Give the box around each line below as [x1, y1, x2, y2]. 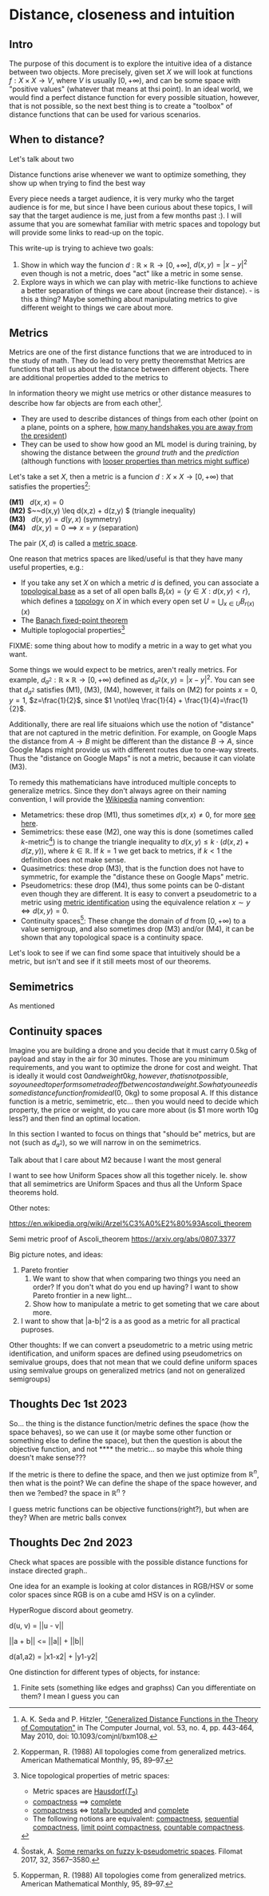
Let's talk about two [9, 154, 74, 163]
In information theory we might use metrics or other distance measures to [9, 388, 251, 398]
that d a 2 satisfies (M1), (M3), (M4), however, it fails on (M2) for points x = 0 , [9, 685, 258, 697]
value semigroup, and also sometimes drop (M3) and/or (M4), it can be [20, 924, 255, 934]
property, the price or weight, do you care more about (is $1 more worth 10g [9, 1105, 259, 1115]
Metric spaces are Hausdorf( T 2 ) [32, 1786, 139, 1798]
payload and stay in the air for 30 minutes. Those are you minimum [9, 1054, 230, 1064]
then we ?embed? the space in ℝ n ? [9, 1487, 126, 1497]
